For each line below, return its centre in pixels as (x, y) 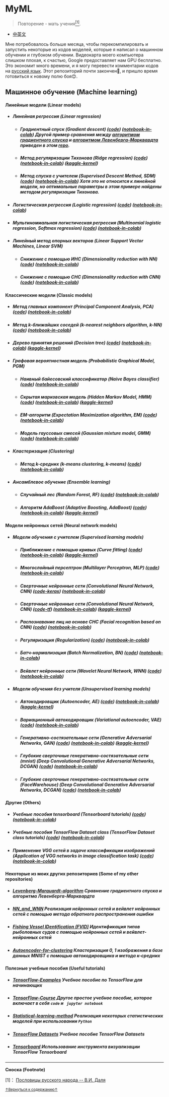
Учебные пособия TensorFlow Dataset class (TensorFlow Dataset (83, 832)
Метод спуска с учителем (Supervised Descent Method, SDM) (88, 176)
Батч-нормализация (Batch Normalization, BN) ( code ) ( (80, 653)
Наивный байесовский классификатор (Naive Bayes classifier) (90, 379)
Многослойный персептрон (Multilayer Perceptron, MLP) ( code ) (90, 568)
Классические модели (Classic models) (49, 295)
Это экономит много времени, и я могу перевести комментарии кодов (82, 66)
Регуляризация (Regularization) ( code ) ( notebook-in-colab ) (85, 640)
